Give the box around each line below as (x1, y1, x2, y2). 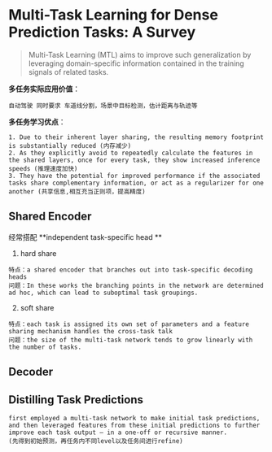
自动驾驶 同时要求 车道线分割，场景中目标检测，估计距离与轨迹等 (8, 102, 198, 110)
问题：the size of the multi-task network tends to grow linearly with (8, 336, 253, 344)
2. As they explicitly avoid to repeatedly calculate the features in (8, 149, 253, 157)
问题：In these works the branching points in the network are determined (8, 281, 264, 289)
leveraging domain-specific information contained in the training (28, 59, 244, 68)
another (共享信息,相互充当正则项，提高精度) (8, 187, 146, 196)
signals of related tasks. (28, 67, 109, 76)
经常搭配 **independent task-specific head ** (8, 232, 163, 241)
